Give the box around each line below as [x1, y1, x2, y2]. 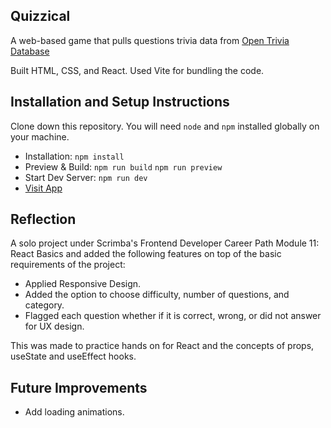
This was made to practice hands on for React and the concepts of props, [10, 340, 315, 352]
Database [10, 45, 50, 57]
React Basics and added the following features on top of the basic [10, 248, 282, 260]
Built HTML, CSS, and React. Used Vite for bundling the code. [10, 64, 265, 76]
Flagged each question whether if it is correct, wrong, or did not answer [24, 310, 322, 322]
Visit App [24, 182, 63, 194]
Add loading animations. [24, 406, 125, 418]
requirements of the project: [10, 259, 126, 271]
